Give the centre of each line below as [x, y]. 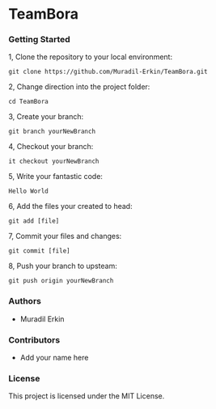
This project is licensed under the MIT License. [87, 396]
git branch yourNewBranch [52, 132]
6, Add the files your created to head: [70, 207]
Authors [25, 301]
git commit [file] [39, 251]
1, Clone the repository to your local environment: [90, 57]
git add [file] [34, 221]
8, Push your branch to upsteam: [63, 266]
